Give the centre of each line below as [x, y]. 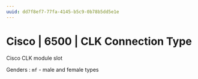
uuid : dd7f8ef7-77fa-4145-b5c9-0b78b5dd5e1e [63, 12]
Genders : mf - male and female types [52, 69]
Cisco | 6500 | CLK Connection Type [99, 41]
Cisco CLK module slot [34, 58]
